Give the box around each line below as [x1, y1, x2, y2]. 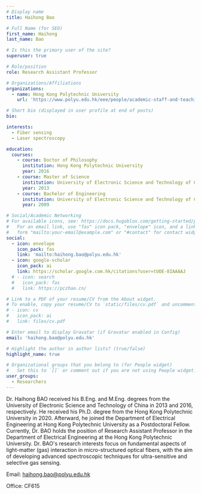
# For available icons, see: [6, 218, 79, 224]
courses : [11, 151, 33, 158]
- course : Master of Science [17, 174, 90, 180]
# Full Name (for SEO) [6, 25, 63, 31]
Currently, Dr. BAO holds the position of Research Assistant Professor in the [6, 427, 193, 434]
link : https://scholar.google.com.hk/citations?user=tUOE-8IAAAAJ [17, 268, 186, 274]
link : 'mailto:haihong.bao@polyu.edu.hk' [17, 252, 121, 258]
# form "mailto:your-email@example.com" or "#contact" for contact [6, 229, 184, 235]
